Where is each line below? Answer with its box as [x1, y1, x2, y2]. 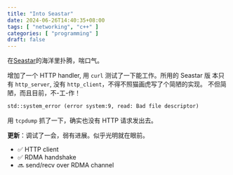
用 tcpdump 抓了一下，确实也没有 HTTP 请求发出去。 [7, 116, 158, 125]
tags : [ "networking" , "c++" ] [7, 23, 99, 30]
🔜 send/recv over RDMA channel [17, 161, 114, 169]
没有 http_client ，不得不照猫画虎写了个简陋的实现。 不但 [53, 80, 221, 88]
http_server [15, 81, 51, 88]
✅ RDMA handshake [17, 153, 76, 161]
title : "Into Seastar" [7, 10, 74, 17]
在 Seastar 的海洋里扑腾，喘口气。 [7, 57, 104, 65]
